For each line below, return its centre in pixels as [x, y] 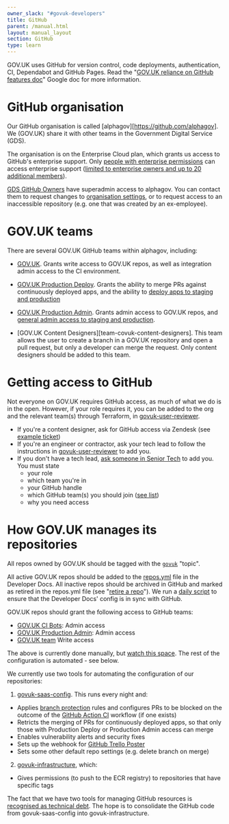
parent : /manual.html [38, 26]
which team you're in [57, 480]
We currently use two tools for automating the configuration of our [100, 674]
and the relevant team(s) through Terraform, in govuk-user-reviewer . [104, 416]
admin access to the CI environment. [69, 271]
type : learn [24, 45]
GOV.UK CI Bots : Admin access [61, 625]
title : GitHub [27, 20]
